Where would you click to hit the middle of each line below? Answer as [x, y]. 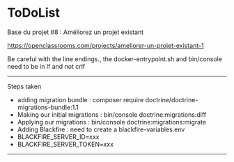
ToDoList [34, 13]
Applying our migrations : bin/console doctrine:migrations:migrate [112, 122]
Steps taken [24, 86]
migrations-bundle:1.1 [48, 107]
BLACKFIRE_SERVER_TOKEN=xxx [65, 144]
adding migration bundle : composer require [80, 99]
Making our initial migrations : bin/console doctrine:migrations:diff [112, 114]
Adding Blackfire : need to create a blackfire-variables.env [101, 129]
